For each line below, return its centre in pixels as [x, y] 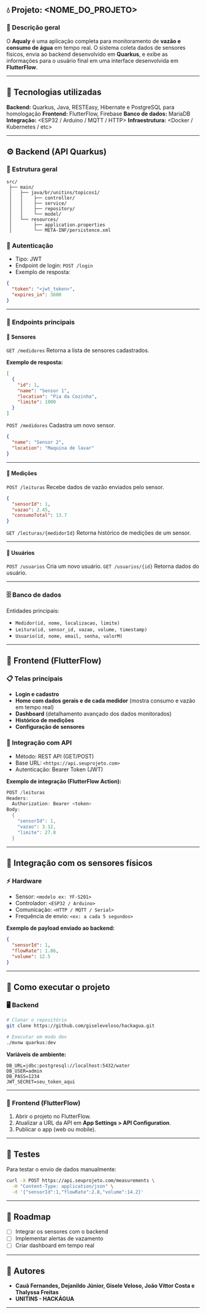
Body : [13, 810]
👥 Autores [26, 1271]
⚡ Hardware [24, 881]
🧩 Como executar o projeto [58, 987]
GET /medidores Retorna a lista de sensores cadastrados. [78, 350]
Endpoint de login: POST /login [54, 266]
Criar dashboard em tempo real [55, 1245]
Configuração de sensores [50, 727]
